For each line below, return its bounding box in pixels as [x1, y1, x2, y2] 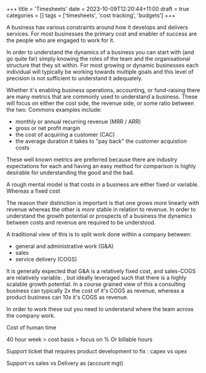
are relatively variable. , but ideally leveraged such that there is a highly [6, 274, 187, 281]
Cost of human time [6, 324, 57, 331]
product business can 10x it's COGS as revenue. [6, 294, 129, 301]
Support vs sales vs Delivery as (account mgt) [6, 360, 124, 367]
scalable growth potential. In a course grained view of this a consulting [6, 280, 186, 288]
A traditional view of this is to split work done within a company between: [6, 231, 192, 238]
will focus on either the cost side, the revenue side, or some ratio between [6, 99, 194, 107]
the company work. [6, 312, 55, 319]
